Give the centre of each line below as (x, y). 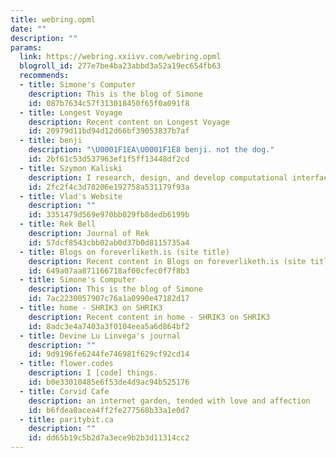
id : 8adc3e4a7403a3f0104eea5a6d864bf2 (109, 326)
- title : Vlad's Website (71, 196)
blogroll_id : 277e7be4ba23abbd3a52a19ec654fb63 (120, 66)
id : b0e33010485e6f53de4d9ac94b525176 (109, 382)
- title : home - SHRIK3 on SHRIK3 (91, 308)
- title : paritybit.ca (66, 419)
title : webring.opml (53, 19)
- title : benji (51, 141)
